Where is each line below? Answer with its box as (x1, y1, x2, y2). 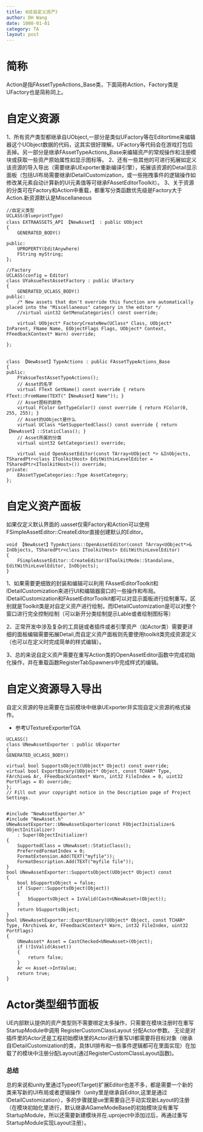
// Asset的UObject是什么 (17, 417, 76, 423)
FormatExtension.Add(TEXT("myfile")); (17, 853, 115, 859)
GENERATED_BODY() (17, 230, 61, 236)
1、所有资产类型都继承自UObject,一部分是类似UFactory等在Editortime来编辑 (6, 133, 196, 141)
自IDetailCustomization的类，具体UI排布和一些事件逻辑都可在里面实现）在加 (6, 1041, 196, 1049)
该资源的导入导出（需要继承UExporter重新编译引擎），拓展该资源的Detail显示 (6, 164, 198, 171)
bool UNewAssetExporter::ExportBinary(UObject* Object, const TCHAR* (6, 917, 186, 923)
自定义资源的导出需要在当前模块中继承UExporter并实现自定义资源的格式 (6, 703, 186, 710)
